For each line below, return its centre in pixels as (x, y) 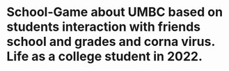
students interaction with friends (104, 27)
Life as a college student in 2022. (105, 57)
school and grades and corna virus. (111, 42)
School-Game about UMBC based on (115, 12)
